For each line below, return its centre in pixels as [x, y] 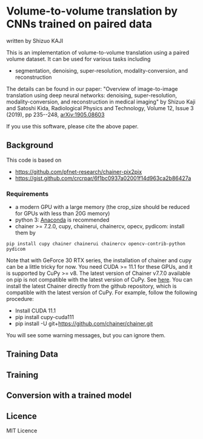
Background [30, 146]
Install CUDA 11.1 [35, 311]
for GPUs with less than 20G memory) [62, 214]
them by [25, 233]
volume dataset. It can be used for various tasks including [78, 59]
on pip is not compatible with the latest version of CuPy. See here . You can [99, 280]
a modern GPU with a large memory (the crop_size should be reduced [102, 207]
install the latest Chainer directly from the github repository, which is [92, 286]
